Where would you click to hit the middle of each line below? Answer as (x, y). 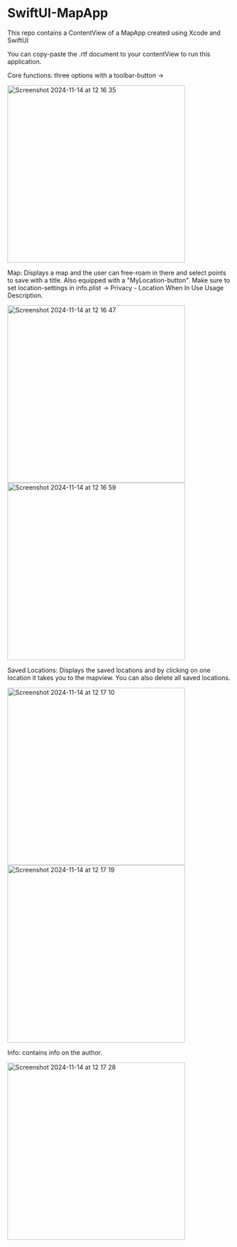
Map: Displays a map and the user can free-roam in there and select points (117, 273)
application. (24, 61)
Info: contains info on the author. (55, 1053)
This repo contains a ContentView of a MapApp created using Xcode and (114, 33)
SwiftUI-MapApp (58, 13)
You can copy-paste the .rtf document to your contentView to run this (109, 54)
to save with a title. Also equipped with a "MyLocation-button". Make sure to (119, 280)
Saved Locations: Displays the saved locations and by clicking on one (109, 670)
